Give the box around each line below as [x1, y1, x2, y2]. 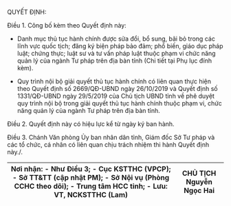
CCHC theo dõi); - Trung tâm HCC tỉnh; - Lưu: [14, 181, 168, 191]
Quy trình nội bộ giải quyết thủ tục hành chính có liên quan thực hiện [16, 77, 212, 85]
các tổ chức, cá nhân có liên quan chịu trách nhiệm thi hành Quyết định [7, 141, 210, 149]
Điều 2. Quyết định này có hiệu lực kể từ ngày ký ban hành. [7, 120, 175, 128]
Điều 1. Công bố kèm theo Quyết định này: [7, 21, 127, 29]
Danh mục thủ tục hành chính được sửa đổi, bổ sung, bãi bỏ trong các [16, 34, 215, 43]
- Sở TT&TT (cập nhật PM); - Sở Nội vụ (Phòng [12, 173, 170, 182]
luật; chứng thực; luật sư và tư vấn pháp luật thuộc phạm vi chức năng [16, 50, 216, 57]
